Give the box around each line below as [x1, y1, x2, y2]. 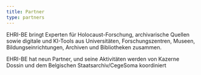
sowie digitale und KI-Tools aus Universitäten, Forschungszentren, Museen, [6, 37, 196, 44]
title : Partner [6, 8, 45, 15]
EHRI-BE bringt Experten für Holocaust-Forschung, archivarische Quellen [6, 31, 190, 38]
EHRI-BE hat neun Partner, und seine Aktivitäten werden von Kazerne [6, 55, 180, 62]
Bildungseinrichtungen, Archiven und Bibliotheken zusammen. [6, 43, 162, 51]
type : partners [6, 14, 45, 20]
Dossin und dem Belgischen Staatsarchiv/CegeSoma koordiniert [6, 61, 167, 69]
